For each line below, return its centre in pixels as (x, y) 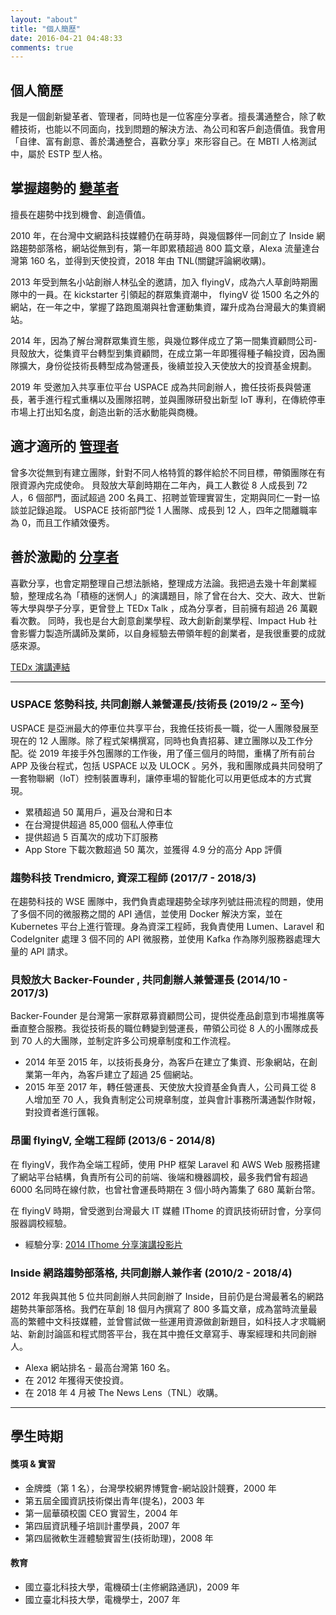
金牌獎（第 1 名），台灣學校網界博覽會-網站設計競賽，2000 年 (150, 1488)
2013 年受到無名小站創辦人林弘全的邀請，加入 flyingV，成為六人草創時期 (160, 282)
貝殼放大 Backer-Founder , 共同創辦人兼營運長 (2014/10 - (149, 980)
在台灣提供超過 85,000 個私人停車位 (99, 824)
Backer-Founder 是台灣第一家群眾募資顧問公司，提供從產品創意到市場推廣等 (167, 1016)
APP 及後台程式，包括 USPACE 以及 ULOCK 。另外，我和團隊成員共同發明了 (167, 765)
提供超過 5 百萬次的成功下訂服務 (91, 837)
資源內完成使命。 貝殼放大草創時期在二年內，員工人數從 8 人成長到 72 (163, 485)
